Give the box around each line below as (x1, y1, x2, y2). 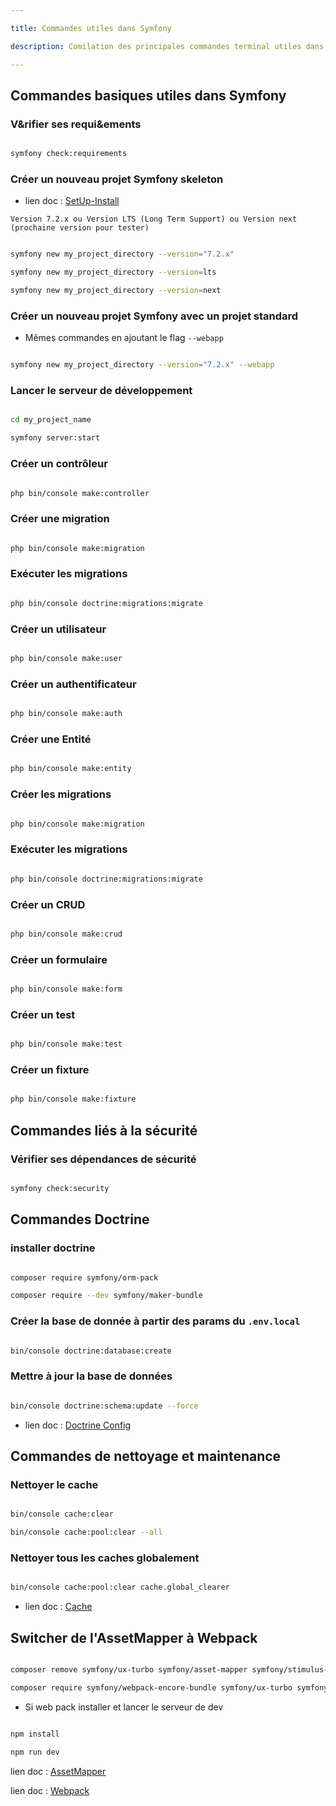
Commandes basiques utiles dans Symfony (10, 87, 287, 104)
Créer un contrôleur (10, 457, 108, 471)
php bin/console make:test (10, 1039, 123, 1050)
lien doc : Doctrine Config (24, 1419, 132, 1431)
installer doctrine (10, 1241, 96, 1255)
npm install (10, 1729, 60, 1739)
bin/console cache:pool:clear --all (10, 1527, 163, 1538)
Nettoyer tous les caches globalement (10, 1551, 200, 1565)
